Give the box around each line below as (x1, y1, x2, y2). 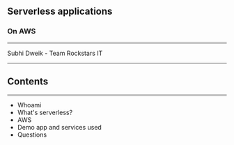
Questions (17, 130, 47, 139)
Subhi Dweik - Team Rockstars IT (7, 49, 103, 57)
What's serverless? (17, 108, 73, 116)
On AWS (7, 26, 36, 36)
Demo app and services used (17, 123, 102, 131)
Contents (7, 76, 49, 88)
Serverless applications (7, 6, 113, 17)
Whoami (17, 100, 42, 109)
